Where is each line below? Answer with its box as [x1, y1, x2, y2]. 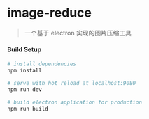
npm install [7, 68, 42, 74]
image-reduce [7, 5, 92, 21]
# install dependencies [7, 61, 77, 68]
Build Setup [7, 45, 42, 54]
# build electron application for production [7, 99, 142, 106]
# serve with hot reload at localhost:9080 [7, 79, 136, 86]
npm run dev [7, 86, 42, 93]
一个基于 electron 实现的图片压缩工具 [24, 29, 132, 37]
